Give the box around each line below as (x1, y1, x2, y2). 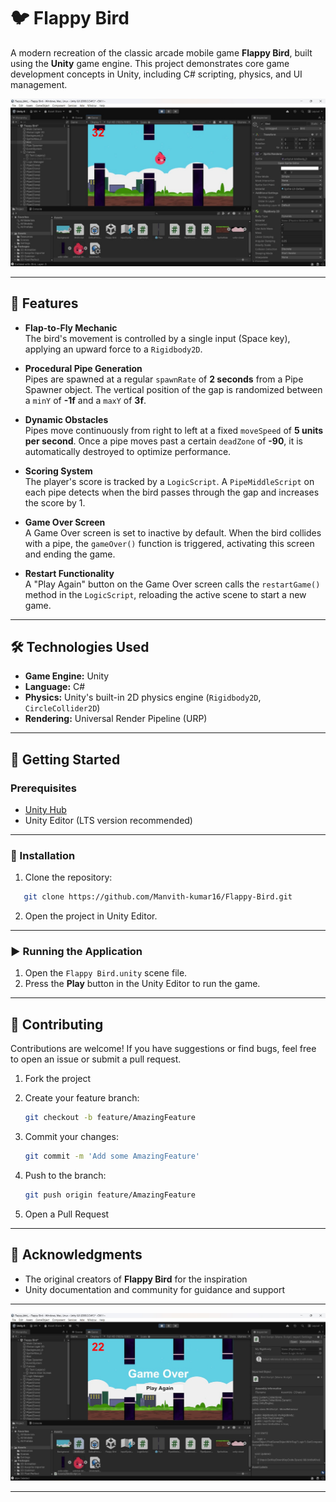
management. (10, 78, 68, 90)
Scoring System (24, 465, 93, 477)
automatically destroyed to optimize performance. (24, 445, 232, 457)
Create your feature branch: (24, 1092, 140, 1104)
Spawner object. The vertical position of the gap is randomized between (24, 383, 323, 395)
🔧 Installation (10, 848, 76, 862)
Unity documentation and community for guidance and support (24, 1283, 286, 1295)
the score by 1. (24, 496, 86, 509)
